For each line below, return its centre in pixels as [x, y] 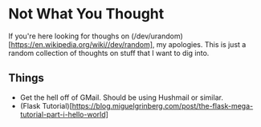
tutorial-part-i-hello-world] [64, 114]
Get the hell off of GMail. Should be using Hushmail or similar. [121, 97]
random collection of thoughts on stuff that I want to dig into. [109, 53]
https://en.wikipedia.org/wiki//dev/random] [82, 44]
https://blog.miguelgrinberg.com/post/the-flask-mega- [163, 105]
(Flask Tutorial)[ [46, 105]
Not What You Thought [86, 14]
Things [26, 78]
